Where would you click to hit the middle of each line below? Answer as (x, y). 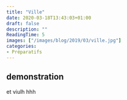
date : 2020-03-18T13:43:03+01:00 (49, 18)
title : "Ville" (26, 12)
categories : (21, 47)
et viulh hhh (21, 91)
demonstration (35, 77)
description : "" (27, 29)
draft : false (23, 23)
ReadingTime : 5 (26, 35)
